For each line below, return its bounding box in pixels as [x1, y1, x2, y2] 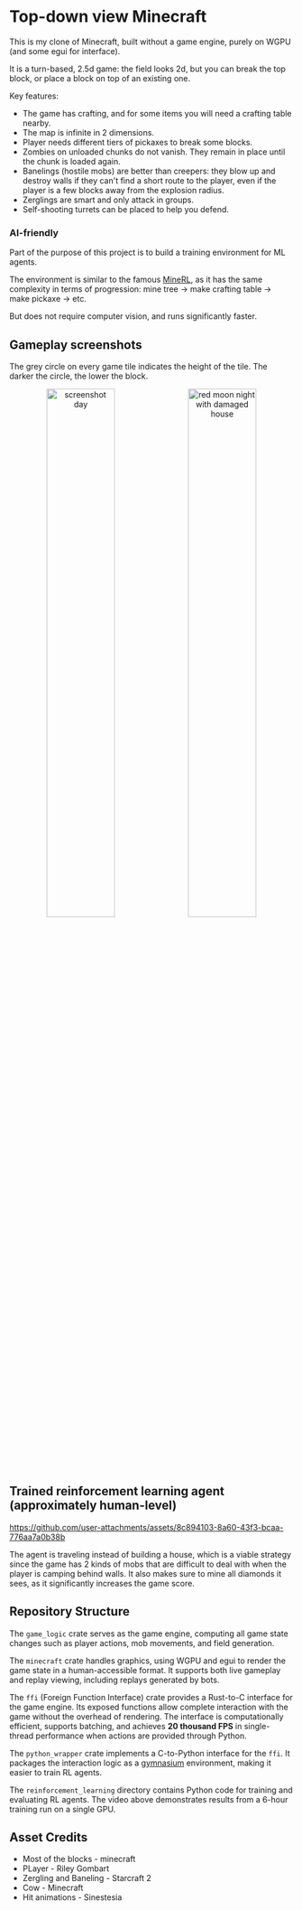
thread [9, 1730, 34, 1741]
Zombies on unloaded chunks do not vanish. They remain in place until [22, 146, 286, 157]
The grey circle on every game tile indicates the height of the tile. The [9, 361, 268, 372]
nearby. [22, 117, 51, 128]
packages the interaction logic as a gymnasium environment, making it [9, 1757, 272, 1768]
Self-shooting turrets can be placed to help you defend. [22, 203, 230, 214]
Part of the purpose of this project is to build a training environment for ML [9, 247, 286, 258]
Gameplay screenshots [9, 337, 142, 352]
